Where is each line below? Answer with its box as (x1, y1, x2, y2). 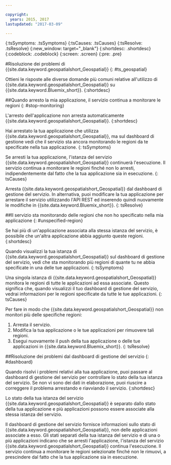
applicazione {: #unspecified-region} (5, 217, 83, 224)
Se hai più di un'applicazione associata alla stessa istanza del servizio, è (5, 228, 158, 234)
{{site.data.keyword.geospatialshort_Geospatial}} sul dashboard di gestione (5, 254, 165, 260)
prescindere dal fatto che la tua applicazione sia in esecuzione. (5, 454, 138, 460)
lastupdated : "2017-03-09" (5, 22, 63, 27)
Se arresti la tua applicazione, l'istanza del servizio (5, 154, 113, 160)
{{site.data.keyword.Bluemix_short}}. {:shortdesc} (5, 87, 111, 93)
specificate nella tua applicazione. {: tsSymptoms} (5, 144, 111, 150)
